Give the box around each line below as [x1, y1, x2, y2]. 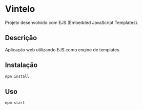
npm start [5, 100, 25, 106]
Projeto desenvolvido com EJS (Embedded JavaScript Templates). [5, 20, 139, 25]
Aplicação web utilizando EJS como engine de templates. [5, 46, 121, 52]
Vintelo [5, 3, 35, 15]
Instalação [5, 61, 38, 69]
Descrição [5, 34, 37, 42]
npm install [5, 74, 29, 79]
